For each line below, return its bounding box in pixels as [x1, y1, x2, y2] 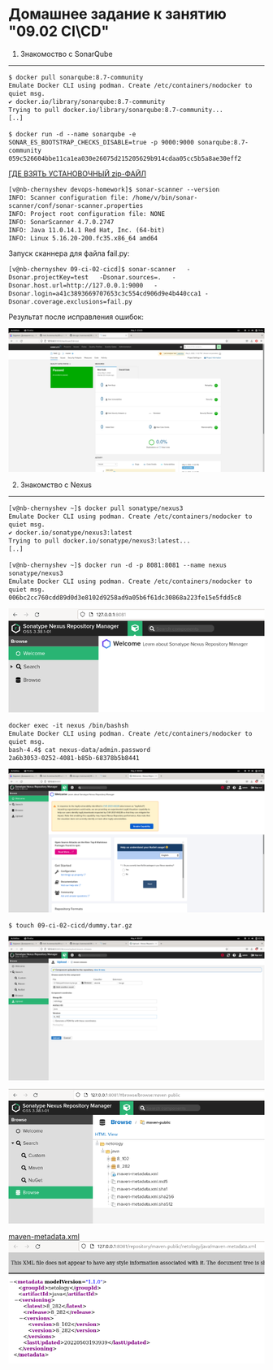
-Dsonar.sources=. [98, 273, 162, 281]
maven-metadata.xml [8, 1232, 80, 1242]
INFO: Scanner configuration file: [8, 193, 129, 201]
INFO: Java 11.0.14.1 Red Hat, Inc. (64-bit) [8, 226, 165, 234]
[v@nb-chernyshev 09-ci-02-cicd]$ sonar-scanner [8, 265, 176, 273]
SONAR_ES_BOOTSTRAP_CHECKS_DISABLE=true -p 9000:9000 [8, 138, 195, 146]
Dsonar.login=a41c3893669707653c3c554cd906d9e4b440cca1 [8, 289, 201, 297]
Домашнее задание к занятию [8, 5, 227, 24]
